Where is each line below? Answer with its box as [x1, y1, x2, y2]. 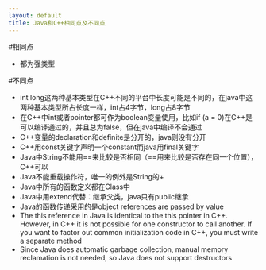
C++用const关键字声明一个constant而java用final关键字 [19, 142, 199, 152]
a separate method [19, 236, 82, 245]
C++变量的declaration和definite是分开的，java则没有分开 [19, 132, 206, 141]
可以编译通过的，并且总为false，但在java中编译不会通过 [19, 122, 202, 132]
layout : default [8, 11, 62, 20]
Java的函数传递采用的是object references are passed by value [19, 202, 224, 211]
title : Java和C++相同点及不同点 [8, 19, 106, 27]
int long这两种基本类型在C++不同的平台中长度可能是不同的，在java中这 [19, 92, 253, 102]
